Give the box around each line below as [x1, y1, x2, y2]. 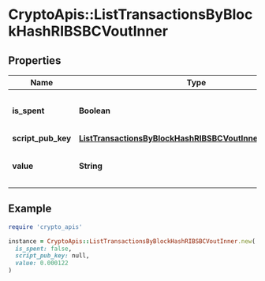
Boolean [78, 105, 110, 116]
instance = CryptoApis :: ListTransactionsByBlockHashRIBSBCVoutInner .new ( [8, 237, 256, 245]
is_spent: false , [15, 245, 73, 253]
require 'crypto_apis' [8, 223, 83, 230]
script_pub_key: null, [15, 252, 90, 260]
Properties [8, 54, 62, 67]
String [78, 160, 103, 171]
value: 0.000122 [15, 259, 69, 268]
